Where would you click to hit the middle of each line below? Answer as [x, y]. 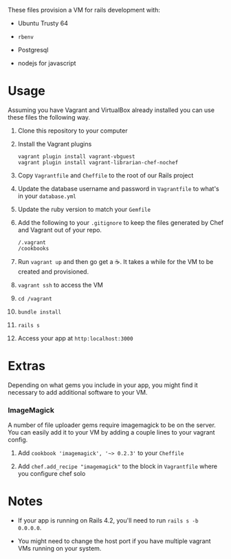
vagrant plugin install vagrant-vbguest [76, 156]
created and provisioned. [53, 272]
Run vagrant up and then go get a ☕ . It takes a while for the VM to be [115, 261]
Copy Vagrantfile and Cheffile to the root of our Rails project [106, 175]
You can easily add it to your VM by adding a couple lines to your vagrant [111, 432]
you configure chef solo [52, 474]
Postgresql [33, 50]
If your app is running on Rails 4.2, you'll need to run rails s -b [108, 520]
